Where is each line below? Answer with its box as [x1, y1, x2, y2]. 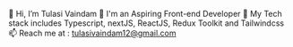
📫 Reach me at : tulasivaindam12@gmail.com [8, 27, 177, 38]
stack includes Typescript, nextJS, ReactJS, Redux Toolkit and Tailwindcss [8, 18, 284, 28]
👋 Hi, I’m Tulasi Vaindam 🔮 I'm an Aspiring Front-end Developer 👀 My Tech [8, 9, 283, 19]
